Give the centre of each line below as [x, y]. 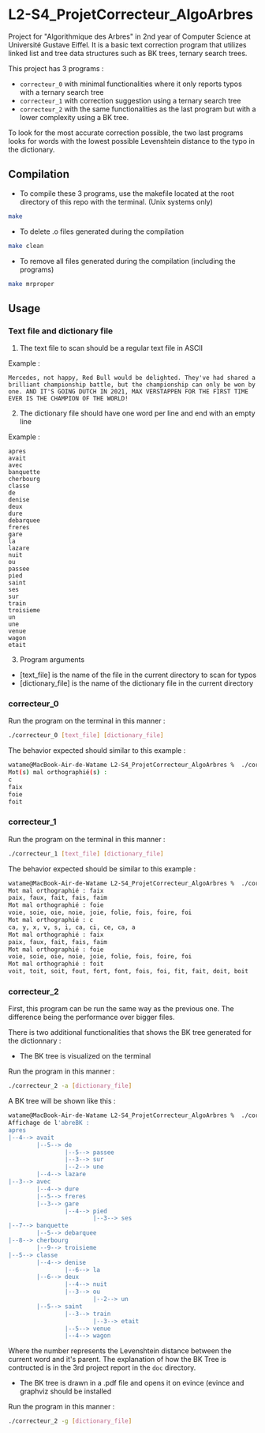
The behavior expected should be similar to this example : [102, 869]
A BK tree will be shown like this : [62, 1101]
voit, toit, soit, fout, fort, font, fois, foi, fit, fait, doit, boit [128, 972]
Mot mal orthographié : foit [56, 964]
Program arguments [52, 660]
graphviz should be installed [65, 1391]
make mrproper [32, 284]
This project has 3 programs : [56, 68]
